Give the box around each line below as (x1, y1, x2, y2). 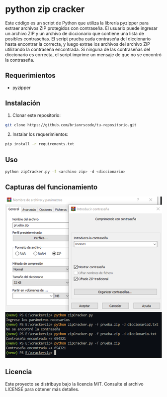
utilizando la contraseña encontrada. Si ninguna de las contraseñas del (5, 46, 151, 52)
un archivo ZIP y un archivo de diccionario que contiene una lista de (5, 30, 144, 36)
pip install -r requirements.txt (5, 142, 75, 147)
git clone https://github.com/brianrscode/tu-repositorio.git (5, 122, 137, 127)
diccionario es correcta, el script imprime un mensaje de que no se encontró (5, 51, 162, 58)
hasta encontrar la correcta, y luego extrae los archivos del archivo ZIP (5, 41, 150, 47)
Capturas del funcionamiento (5, 183, 98, 192)
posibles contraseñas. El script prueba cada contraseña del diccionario (5, 36, 151, 42)
